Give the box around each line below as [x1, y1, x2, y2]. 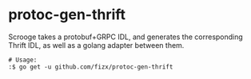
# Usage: [8, 56, 38, 64]
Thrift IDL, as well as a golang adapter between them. [8, 40, 185, 49]
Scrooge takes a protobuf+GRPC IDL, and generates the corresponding [8, 32, 244, 41]
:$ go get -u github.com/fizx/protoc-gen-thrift [8, 62, 173, 71]
